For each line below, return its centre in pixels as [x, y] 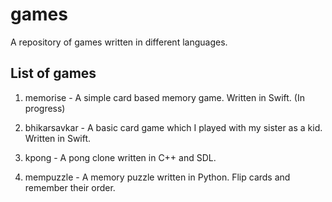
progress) [45, 108]
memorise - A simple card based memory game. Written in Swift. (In [164, 97]
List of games [53, 73]
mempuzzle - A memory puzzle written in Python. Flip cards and [157, 177]
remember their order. [70, 187]
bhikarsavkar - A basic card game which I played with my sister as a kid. [173, 127]
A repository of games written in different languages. [119, 42]
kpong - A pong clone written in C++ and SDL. [120, 157]
